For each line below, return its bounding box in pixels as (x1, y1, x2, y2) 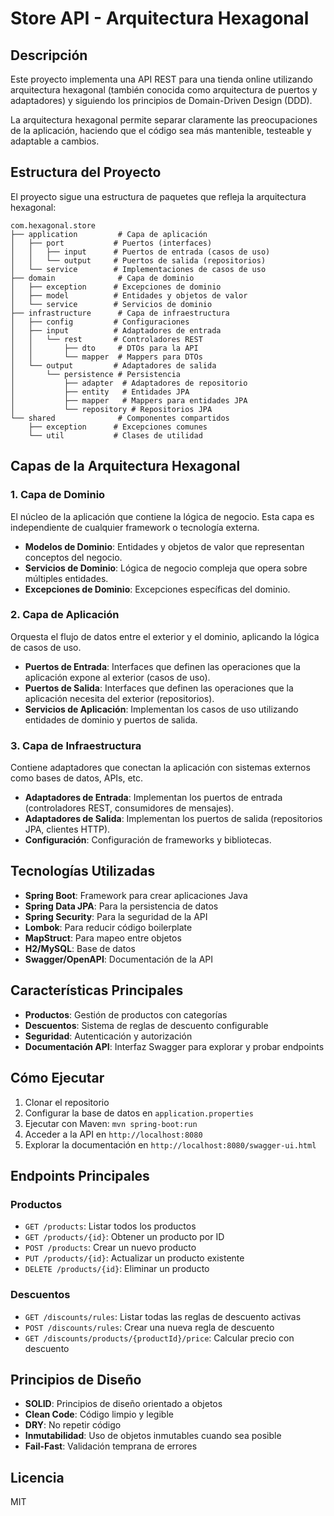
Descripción (10, 47, 88, 64)
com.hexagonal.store (10, 220, 97, 231)
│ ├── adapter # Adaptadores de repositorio (10, 378, 248, 388)
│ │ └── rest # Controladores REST (10, 334, 203, 344)
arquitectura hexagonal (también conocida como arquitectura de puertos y (10, 84, 318, 96)
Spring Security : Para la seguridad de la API (24, 910, 208, 922)
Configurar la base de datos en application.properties (24, 1107, 254, 1119)
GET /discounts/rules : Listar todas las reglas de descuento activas (24, 1310, 302, 1322)
